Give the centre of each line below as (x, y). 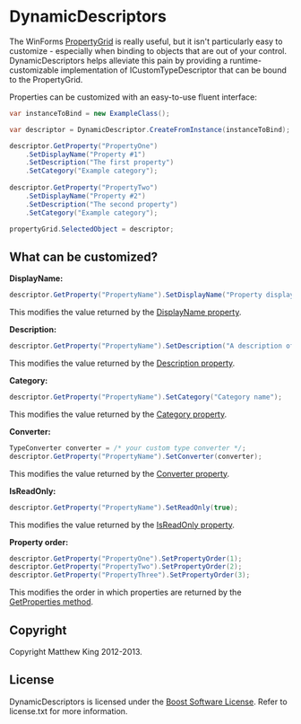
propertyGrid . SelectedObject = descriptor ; (92, 229)
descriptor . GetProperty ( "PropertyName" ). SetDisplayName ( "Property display (152, 295)
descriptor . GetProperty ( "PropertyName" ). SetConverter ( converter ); (136, 456)
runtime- (246, 60)
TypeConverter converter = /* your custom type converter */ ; (128, 448)
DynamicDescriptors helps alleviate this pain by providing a (119, 60)
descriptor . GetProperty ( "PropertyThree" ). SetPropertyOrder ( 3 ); (130, 575)
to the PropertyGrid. (46, 79)
